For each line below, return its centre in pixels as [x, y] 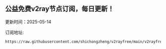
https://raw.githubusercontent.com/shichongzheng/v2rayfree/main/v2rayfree [85, 42]
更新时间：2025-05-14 [28, 22]
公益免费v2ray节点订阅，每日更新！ [60, 9]
